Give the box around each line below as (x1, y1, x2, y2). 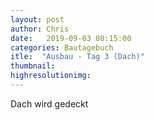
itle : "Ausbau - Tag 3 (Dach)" (10, 52, 145, 62)
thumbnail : (10, 61, 56, 71)
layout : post (10, 14, 65, 25)
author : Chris (10, 24, 70, 34)
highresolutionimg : (10, 71, 92, 81)
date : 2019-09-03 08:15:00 (10, 33, 132, 43)
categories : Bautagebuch (10, 42, 114, 53)
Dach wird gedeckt (10, 97, 89, 110)
